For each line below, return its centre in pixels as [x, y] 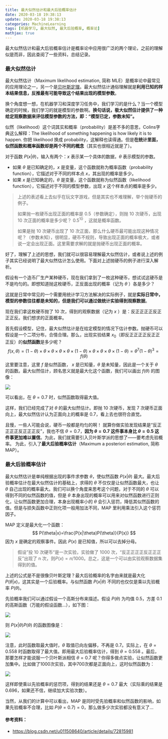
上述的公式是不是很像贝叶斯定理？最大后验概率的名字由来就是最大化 [75, 575]
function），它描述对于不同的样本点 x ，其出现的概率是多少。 [74, 173]
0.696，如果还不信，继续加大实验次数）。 [47, 690]
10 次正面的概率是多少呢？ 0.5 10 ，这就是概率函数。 [70, 220]
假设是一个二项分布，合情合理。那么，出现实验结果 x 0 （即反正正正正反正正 [82, 335]
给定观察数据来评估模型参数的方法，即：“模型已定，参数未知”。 [71, 117]
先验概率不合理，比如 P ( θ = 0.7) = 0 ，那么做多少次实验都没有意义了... [81, 707]
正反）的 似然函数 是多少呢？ [34, 342]
